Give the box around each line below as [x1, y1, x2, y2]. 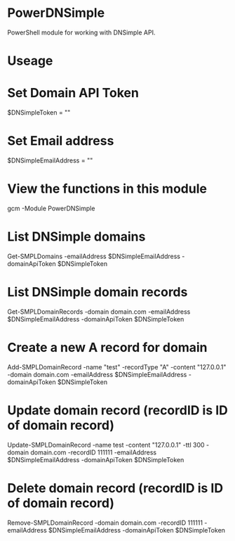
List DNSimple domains [7, 229, 146, 245]
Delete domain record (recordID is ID [7, 480, 223, 496]
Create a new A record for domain [7, 340, 208, 355]
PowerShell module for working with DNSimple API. [7, 28, 156, 37]
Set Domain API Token [7, 85, 139, 101]
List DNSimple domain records [7, 284, 188, 300]
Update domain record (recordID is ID [7, 402, 228, 418]
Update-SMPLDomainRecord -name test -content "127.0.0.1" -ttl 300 [7, 440, 205, 449]
